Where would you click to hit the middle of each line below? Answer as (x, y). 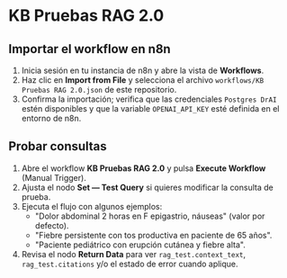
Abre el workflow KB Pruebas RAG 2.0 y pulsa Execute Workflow (143, 168)
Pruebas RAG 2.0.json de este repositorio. (99, 90)
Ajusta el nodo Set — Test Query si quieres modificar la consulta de (147, 187)
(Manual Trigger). (54, 177)
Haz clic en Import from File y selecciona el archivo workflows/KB (143, 80)
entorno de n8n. (51, 118)
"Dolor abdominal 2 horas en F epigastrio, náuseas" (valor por (150, 216)
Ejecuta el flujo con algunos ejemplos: (92, 206)
